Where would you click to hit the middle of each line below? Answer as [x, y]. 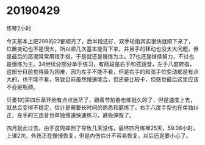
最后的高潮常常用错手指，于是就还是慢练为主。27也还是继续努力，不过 [100, 56]
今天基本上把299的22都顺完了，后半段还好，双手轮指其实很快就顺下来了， [100, 41]
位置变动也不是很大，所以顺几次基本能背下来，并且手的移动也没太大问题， [100, 49]
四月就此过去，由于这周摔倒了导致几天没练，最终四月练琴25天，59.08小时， [102, 128]
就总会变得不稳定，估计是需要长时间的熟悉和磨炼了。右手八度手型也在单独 [100, 107]
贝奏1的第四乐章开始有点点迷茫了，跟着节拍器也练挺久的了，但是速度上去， [101, 100]
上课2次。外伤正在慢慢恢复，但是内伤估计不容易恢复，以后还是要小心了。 [99, 135]
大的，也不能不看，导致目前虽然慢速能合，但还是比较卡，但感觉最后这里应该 [103, 79]
